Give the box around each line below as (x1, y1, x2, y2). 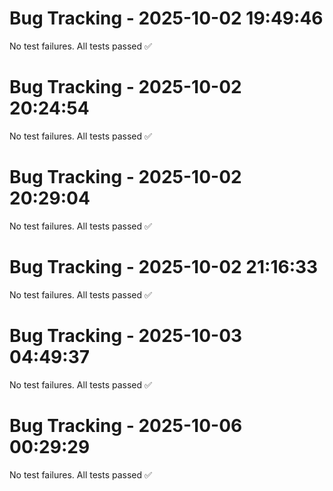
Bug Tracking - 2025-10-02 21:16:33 (9, 256, 319, 278)
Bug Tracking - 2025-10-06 (9, 414, 243, 437)
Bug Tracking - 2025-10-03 (9, 324, 243, 347)
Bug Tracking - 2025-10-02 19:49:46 (9, 7, 324, 30)
